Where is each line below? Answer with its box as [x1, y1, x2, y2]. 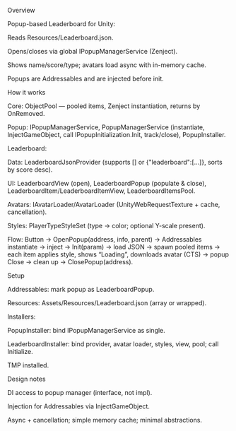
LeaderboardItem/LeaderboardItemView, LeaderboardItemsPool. [7, 187, 196, 195]
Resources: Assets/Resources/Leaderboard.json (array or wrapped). [7, 299, 207, 307]
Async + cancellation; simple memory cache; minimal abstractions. [7, 416, 203, 424]
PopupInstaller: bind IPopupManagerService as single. [7, 326, 166, 334]
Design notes [7, 374, 46, 383]
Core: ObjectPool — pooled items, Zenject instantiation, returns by [7, 102, 201, 110]
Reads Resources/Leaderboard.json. [7, 33, 114, 42]
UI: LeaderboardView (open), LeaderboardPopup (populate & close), [7, 179, 207, 187]
